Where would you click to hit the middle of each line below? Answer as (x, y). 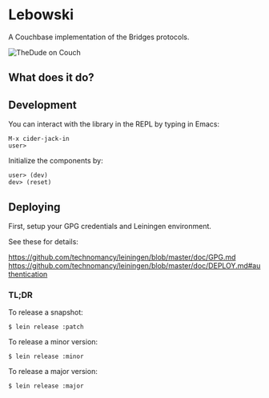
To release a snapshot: (46, 312)
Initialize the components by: (56, 161)
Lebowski (41, 15)
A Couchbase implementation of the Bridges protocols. (99, 37)
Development (43, 105)
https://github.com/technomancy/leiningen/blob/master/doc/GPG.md (122, 257)
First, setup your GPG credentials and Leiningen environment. (110, 226)
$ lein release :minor (46, 357)
